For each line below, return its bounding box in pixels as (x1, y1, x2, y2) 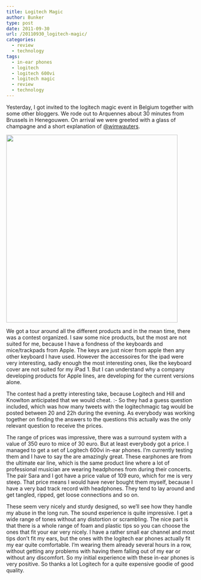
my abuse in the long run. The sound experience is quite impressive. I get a (6, 509, 193, 516)
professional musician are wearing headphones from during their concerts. (6, 465, 192, 472)
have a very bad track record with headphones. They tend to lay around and (6, 484, 195, 492)
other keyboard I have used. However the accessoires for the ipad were (6, 353, 184, 360)
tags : (6, 53, 20, 60)
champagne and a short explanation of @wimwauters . (6, 123, 140, 130)
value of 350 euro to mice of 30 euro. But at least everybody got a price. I (6, 440, 189, 447)
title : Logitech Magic (6, 8, 63, 15)
